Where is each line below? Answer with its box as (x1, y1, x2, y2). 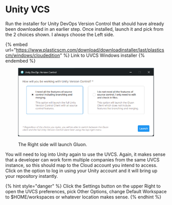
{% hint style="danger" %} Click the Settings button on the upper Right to (5, 183, 161, 189)
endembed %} (5, 57, 36, 64)
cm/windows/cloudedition (5, 52, 60, 58)
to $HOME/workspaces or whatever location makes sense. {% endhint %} (5, 194, 162, 200)
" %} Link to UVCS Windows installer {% (59, 52, 145, 58)
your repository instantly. (5, 173, 58, 179)
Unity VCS (5, 4, 50, 15)
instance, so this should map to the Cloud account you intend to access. (5, 162, 158, 168)
